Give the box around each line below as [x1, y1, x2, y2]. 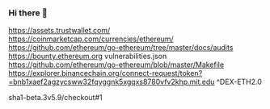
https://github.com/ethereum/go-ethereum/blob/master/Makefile [8, 60, 225, 69]
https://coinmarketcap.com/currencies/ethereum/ [8, 34, 174, 44]
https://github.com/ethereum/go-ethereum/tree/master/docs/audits [8, 43, 234, 52]
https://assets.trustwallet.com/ [8, 26, 111, 36]
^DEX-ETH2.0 [216, 77, 263, 87]
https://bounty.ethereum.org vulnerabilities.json [8, 52, 167, 61]
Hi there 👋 [8, 7, 49, 19]
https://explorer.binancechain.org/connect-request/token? [8, 69, 203, 78]
